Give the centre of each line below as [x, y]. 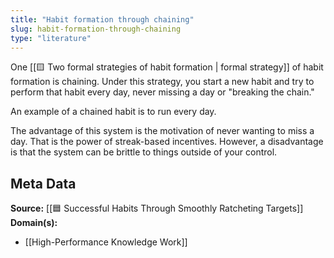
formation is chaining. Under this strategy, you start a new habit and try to [162, 82]
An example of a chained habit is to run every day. [113, 112]
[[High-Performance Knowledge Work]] [106, 242]
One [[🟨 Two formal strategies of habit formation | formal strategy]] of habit [167, 67]
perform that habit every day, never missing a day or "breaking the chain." [162, 92]
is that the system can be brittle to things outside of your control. [144, 152]
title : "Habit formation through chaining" [102, 19]
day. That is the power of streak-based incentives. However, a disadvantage [167, 142]
